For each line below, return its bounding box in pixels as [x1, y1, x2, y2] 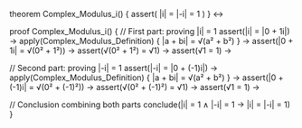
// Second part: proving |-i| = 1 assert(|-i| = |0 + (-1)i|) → [9, 63, 219, 73]
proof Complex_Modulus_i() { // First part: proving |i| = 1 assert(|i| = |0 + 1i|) [9, 26, 290, 36]
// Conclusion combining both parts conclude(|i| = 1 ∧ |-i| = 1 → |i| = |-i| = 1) [9, 99, 291, 110]
